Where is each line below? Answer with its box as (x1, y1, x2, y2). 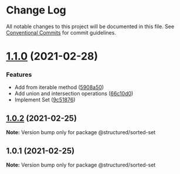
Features (6, 71, 32, 79)
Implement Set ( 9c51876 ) (14, 96, 76, 103)
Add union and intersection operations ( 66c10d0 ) (14, 90, 134, 97)
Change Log (6, 4, 66, 17)
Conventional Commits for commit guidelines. (6, 29, 116, 36)
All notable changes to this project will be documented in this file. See (6, 23, 175, 30)
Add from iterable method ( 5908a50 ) (14, 84, 104, 91)
